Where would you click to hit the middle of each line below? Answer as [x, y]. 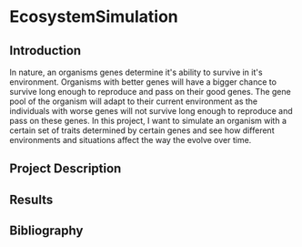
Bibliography [46, 231]
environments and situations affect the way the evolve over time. [131, 140]
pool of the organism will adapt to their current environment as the [134, 101]
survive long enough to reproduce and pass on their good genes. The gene [150, 92]
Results [31, 199]
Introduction [45, 51]
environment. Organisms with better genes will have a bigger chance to [143, 82]
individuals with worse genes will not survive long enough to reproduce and [151, 111]
